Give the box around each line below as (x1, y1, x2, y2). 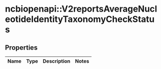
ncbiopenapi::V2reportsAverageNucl (5, 3, 158, 15)
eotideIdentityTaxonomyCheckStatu (5, 14, 155, 25)
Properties (5, 43, 38, 52)
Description (43, 58, 70, 64)
